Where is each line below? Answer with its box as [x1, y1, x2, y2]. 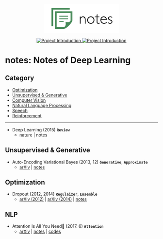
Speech [12, 108, 28, 113]
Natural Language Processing [12, 102, 72, 108]
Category [5, 74, 34, 82]
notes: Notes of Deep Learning [5, 55, 131, 66]
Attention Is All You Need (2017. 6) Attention [12, 223, 104, 229]
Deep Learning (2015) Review [12, 127, 70, 132]
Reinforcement [12, 112, 42, 118]
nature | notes [19, 132, 48, 138]
